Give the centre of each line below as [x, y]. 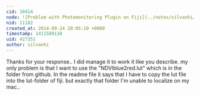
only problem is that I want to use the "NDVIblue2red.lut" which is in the [94, 68]
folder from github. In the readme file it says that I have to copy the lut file [96, 74]
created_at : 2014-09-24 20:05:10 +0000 [56, 28]
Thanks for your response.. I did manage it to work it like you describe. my [97, 61]
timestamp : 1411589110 [34, 34]
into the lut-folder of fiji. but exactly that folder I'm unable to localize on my [98, 80]
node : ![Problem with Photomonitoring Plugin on [68, 17]
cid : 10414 [20, 12]
